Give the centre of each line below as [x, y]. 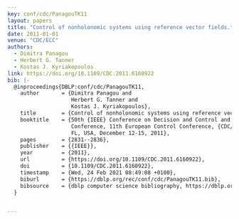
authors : [20, 47]
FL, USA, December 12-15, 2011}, [121, 133]
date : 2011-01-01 [33, 34]
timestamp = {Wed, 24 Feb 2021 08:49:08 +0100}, [98, 172]
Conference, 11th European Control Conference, [143, 126]
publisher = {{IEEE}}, [59, 146]
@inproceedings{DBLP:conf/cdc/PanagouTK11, [79, 87]
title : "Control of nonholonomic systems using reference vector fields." [121, 27]
